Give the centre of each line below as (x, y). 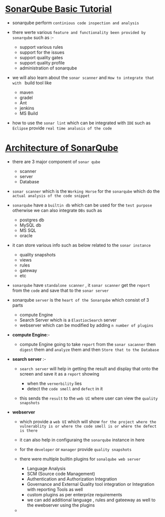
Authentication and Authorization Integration (72, 479)
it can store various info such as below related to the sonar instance (82, 245)
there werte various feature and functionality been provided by (79, 32)
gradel (26, 98)
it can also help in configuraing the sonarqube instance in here (82, 440)
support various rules (41, 47)
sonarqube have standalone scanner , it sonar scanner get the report (81, 285)
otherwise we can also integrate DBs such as (57, 210)
